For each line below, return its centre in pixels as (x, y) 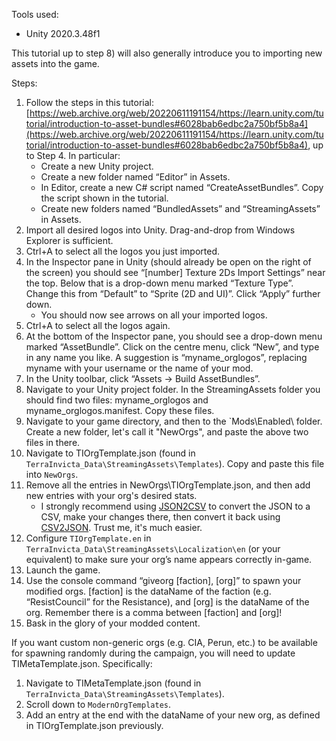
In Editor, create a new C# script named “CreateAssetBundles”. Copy (182, 187)
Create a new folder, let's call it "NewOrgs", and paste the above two (167, 432)
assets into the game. (55, 63)
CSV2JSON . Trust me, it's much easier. (121, 527)
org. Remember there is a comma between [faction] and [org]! (154, 612)
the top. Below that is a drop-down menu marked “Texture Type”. (159, 283)
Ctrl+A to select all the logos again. (98, 325)
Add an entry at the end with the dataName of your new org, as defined (173, 715)
